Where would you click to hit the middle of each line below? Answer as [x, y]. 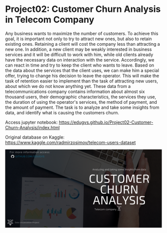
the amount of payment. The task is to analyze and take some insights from [82, 107]
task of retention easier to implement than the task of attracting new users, [82, 81]
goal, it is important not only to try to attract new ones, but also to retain [79, 39]
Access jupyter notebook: [32, 122]
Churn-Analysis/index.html [33, 127]
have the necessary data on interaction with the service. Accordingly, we [80, 60]
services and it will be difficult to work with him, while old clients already [79, 54]
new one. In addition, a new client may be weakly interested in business [79, 49]
